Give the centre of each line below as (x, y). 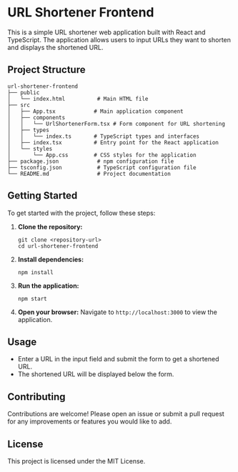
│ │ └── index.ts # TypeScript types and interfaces (104, 136)
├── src (19, 105)
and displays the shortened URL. (55, 47)
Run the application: (49, 286)
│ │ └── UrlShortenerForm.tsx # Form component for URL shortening (116, 124)
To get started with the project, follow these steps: (81, 213)
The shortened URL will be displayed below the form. (96, 374)
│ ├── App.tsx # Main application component (95, 111)
